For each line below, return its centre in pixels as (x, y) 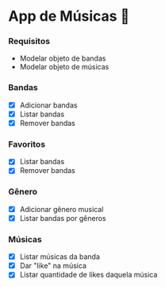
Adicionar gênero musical (61, 209)
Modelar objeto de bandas (63, 58)
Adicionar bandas (48, 105)
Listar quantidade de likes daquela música (88, 275)
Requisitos (29, 41)
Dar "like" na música (53, 265)
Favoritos (27, 144)
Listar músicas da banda (60, 257)
